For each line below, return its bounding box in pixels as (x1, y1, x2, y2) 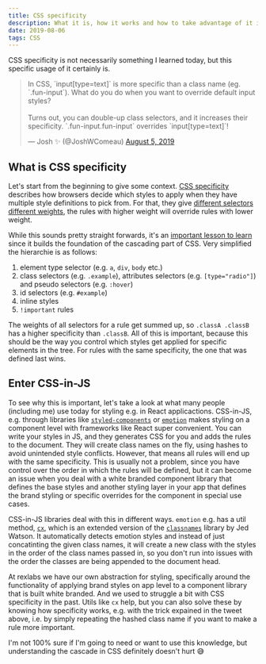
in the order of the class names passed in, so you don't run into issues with (8, 548, 253, 558)
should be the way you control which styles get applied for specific (8, 337, 227, 347)
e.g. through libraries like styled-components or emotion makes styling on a (8, 414, 250, 424)
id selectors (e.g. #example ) (19, 288, 108, 297)
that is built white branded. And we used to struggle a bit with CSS (8, 589, 225, 598)
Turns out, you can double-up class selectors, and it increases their (27, 113, 248, 123)
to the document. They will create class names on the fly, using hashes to (8, 439, 248, 449)
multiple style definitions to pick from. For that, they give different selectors (8, 198, 253, 208)
